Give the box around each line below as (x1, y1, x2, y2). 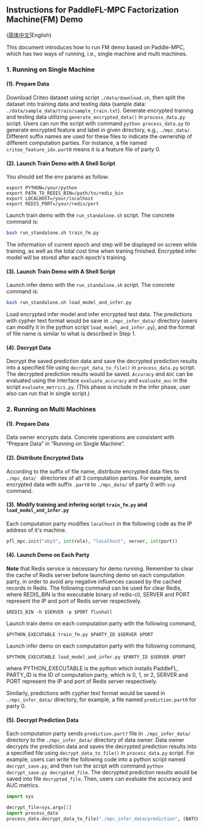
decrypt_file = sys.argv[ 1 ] (6, 804, 72, 810)
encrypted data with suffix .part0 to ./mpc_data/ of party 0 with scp (6, 481, 175, 488)
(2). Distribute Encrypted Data (6, 454, 84, 462)
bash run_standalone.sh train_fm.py (6, 230, 99, 236)
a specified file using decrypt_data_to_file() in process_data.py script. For (6, 749, 195, 757)
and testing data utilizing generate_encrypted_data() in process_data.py (6, 113, 186, 121)
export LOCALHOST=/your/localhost (6, 196, 94, 202)
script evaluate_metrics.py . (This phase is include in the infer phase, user (6, 383, 191, 391)
